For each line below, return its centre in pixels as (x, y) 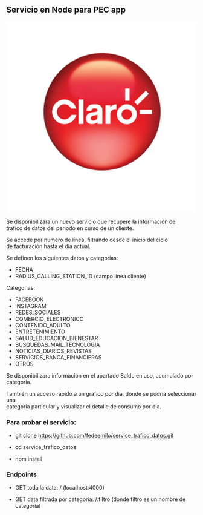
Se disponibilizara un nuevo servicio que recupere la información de (91, 221)
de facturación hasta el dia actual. (48, 246)
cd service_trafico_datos (46, 447)
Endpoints (22, 474)
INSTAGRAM (31, 306)
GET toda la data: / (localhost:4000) (60, 488)
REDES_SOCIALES (38, 312)
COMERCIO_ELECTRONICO (49, 319)
